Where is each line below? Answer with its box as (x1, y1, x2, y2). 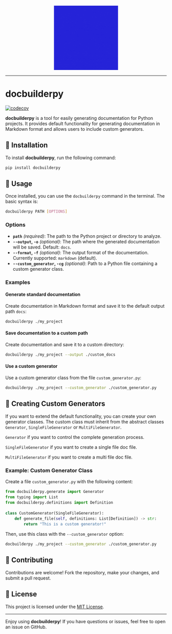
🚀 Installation (5, 141, 48, 150)
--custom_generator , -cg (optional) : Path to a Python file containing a (12, 260, 158, 267)
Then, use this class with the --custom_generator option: (5, 531, 124, 537)
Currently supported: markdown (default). (12, 255, 97, 261)
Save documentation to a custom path (5, 330, 88, 336)
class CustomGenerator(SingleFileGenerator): (5, 510, 104, 516)
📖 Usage (5, 180, 32, 188)
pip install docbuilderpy (5, 165, 60, 170)
